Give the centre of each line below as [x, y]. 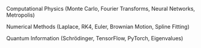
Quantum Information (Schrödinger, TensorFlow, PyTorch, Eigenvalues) [95, 38]
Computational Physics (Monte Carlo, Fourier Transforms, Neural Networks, [101, 9]
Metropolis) [21, 15]
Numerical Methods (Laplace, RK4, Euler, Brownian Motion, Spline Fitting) [98, 27]
